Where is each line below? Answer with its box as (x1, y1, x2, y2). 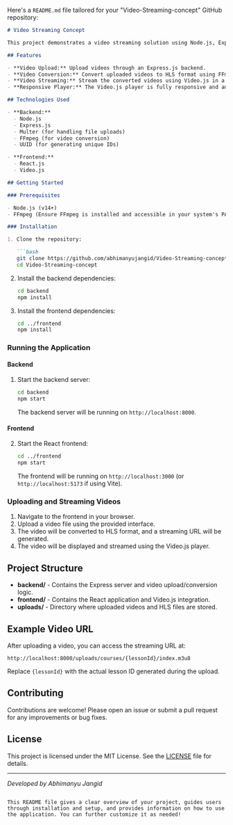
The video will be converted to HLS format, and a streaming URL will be (17, 527, 222, 536)
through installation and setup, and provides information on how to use (7, 805, 225, 812)
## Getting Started (7, 179, 64, 186)
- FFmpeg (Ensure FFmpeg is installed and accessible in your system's (7, 211, 218, 218)
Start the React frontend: (17, 440, 89, 448)
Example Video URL (7, 623, 94, 635)
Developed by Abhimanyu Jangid (7, 779, 103, 787)
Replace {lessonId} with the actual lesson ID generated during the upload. (7, 667, 220, 675)
